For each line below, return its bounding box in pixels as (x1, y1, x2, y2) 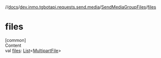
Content (5, 42, 22, 48)
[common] (5, 37, 26, 43)
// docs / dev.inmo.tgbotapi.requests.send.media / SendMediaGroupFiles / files (5, 4, 156, 10)
